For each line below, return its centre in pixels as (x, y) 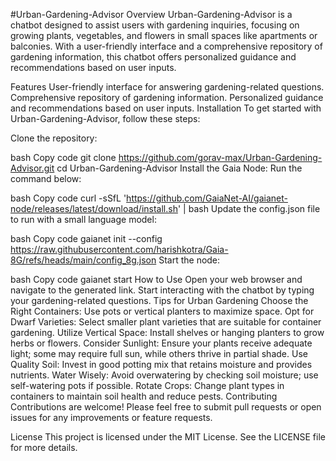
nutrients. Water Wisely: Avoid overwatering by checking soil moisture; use (164, 375)
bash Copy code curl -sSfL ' (68, 198)
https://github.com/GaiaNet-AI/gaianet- (207, 198)
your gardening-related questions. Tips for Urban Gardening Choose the (159, 300)
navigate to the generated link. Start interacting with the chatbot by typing (162, 290)
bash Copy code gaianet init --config (86, 238)
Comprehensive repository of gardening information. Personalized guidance (167, 97)
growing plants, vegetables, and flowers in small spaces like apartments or (164, 35)
